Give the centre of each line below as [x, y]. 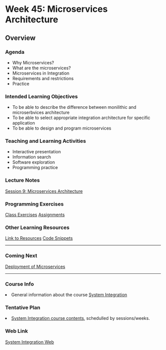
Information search [32, 157]
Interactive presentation [36, 152]
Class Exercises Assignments [35, 215]
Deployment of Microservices [35, 266]
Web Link [17, 331]
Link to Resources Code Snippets [39, 238]
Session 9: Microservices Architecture [44, 191]
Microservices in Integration [41, 73]
